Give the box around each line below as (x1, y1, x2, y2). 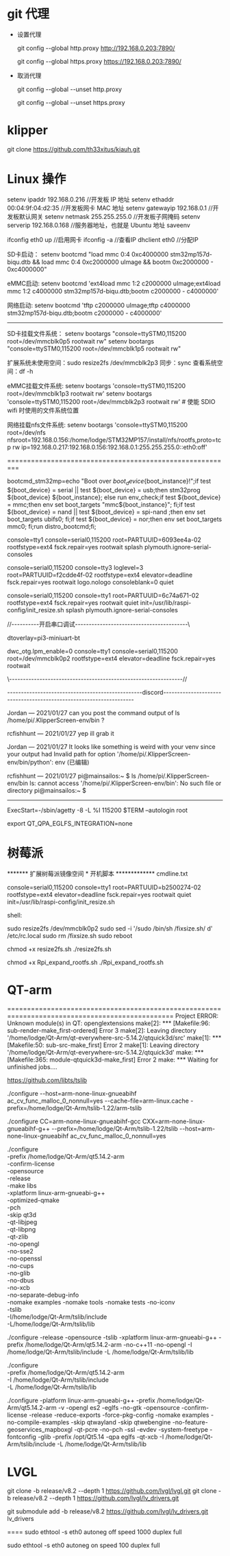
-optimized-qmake (7, 1196, 60, 1204)
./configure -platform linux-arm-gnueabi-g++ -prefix (7, 1396, 156, 1404)
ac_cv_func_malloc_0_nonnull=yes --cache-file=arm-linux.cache (7, 1097, 190, 1105)
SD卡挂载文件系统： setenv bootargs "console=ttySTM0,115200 (7, 329, 187, 337)
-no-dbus (7, 1276, 34, 1284)
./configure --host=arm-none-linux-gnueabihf (7, 1090, 137, 1098)
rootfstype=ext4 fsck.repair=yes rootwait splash (7, 542, 144, 551)
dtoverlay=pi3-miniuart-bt (7, 634, 81, 642)
